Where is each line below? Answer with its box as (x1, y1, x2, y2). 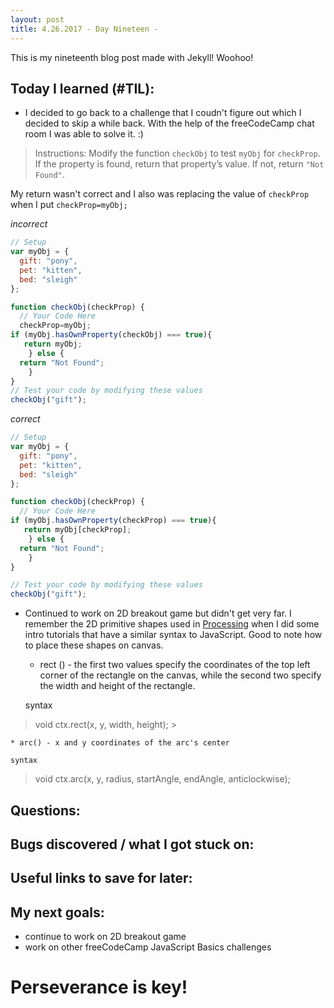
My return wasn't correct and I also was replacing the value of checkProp (10, 188, 310, 200)
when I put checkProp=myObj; (10, 199, 128, 211)
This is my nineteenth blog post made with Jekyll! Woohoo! (10, 51, 254, 63)
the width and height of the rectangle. (39, 680, 196, 692)
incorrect (10, 218, 48, 230)
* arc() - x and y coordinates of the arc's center (10, 738, 230, 748)
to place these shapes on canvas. (24, 639, 164, 651)
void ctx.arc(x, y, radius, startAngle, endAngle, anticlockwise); (34, 773, 291, 785)
